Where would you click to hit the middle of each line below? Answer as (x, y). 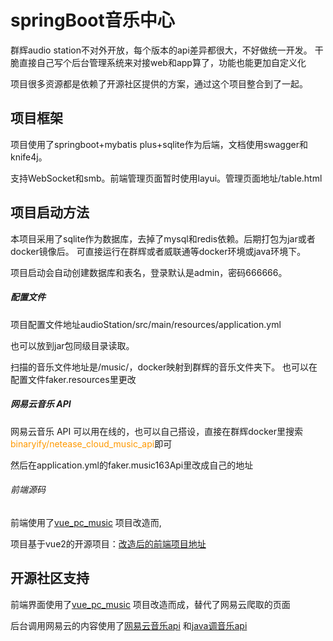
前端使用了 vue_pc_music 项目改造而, (86, 522)
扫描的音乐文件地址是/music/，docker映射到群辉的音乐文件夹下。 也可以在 (164, 367)
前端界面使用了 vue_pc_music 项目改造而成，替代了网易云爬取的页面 (150, 604)
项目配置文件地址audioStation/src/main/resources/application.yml (146, 324)
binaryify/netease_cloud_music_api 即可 (91, 443)
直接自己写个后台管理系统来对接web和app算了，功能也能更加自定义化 (162, 62)
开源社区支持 (50, 578)
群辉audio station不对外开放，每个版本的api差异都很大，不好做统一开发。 (161, 50)
